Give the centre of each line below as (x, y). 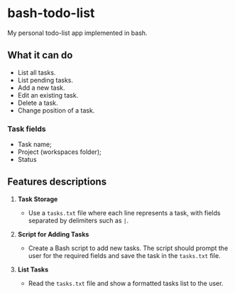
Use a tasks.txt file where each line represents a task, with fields (124, 212)
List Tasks (33, 269)
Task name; (34, 145)
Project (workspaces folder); (59, 152)
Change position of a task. (56, 110)
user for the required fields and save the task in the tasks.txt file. (125, 255)
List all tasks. (37, 72)
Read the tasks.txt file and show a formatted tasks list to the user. (126, 283)
